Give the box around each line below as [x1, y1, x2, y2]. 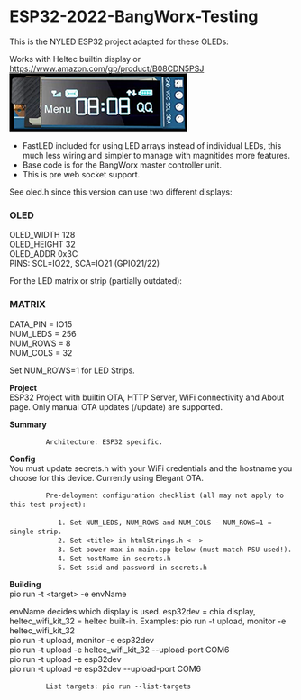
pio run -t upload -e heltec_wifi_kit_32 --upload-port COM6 [9, 644, 230, 655]
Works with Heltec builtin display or [9, 53, 141, 64]
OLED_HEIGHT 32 [9, 239, 77, 250]
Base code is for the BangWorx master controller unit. [22, 159, 223, 170]
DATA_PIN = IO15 [9, 318, 73, 330]
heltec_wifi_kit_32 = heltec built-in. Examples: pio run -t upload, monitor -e [9, 615, 287, 626]
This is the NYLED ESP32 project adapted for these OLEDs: [9, 36, 230, 47]
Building [9, 578, 41, 589]
